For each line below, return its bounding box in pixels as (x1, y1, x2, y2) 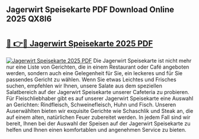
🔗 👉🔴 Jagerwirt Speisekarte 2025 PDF (6, 38, 153, 49)
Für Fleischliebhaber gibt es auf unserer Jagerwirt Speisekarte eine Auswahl (6, 95, 194, 102)
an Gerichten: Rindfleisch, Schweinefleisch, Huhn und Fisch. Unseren (6, 101, 176, 108)
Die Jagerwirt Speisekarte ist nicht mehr (93, 57, 192, 64)
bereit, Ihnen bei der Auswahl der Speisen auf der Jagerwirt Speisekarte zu (6, 120, 191, 127)
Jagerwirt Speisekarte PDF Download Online (6, 5, 175, 15)
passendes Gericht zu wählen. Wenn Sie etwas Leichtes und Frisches (6, 76, 176, 83)
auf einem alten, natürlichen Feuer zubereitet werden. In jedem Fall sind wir (6, 114, 191, 121)
